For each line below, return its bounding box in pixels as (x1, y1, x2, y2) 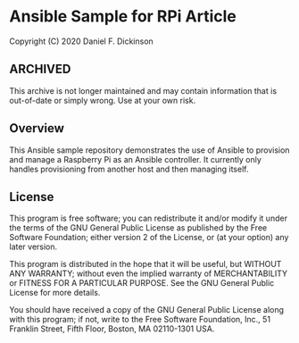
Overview (9, 121, 65, 136)
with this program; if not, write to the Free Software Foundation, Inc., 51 (9, 314, 270, 325)
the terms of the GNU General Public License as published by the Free (9, 222, 268, 233)
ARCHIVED (9, 62, 71, 77)
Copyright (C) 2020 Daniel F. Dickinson (9, 36, 154, 46)
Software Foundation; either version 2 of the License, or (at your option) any (9, 232, 289, 243)
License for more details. (9, 288, 101, 298)
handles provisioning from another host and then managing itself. (9, 163, 249, 174)
